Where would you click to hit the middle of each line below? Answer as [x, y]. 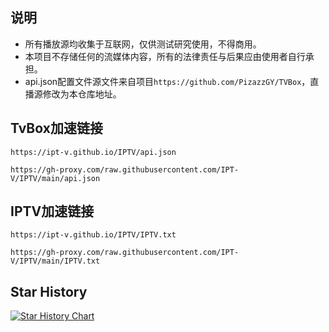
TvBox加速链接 [56, 128]
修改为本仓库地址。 [82, 94]
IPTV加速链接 [52, 211]
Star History [49, 291]
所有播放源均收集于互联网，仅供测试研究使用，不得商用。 [143, 44]
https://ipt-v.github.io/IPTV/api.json [93, 152]
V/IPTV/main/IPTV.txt [55, 261]
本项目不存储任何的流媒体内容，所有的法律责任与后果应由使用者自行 [165, 56]
